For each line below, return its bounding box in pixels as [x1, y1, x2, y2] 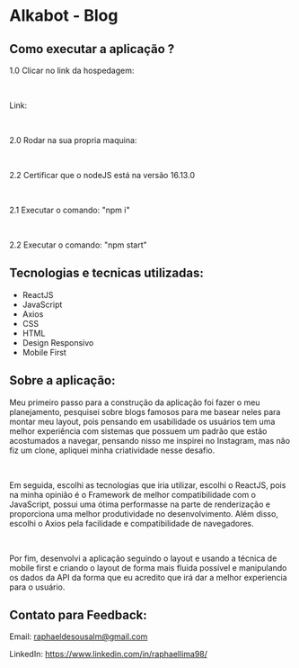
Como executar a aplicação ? [9, 41, 175, 57]
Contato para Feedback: [9, 608, 148, 623]
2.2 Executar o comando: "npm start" [9, 239, 148, 250]
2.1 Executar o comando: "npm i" [9, 204, 130, 215]
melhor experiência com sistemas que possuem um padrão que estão [9, 425, 268, 437]
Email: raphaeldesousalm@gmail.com [9, 631, 148, 642]
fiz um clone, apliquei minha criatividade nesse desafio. [9, 445, 215, 456]
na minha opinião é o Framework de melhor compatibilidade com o [9, 489, 256, 500]
